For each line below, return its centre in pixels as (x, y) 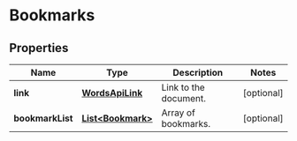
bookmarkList (43, 118)
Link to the (183, 87)
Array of (179, 113)
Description (198, 73)
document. (183, 98)
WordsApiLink (112, 93)
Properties (39, 48)
